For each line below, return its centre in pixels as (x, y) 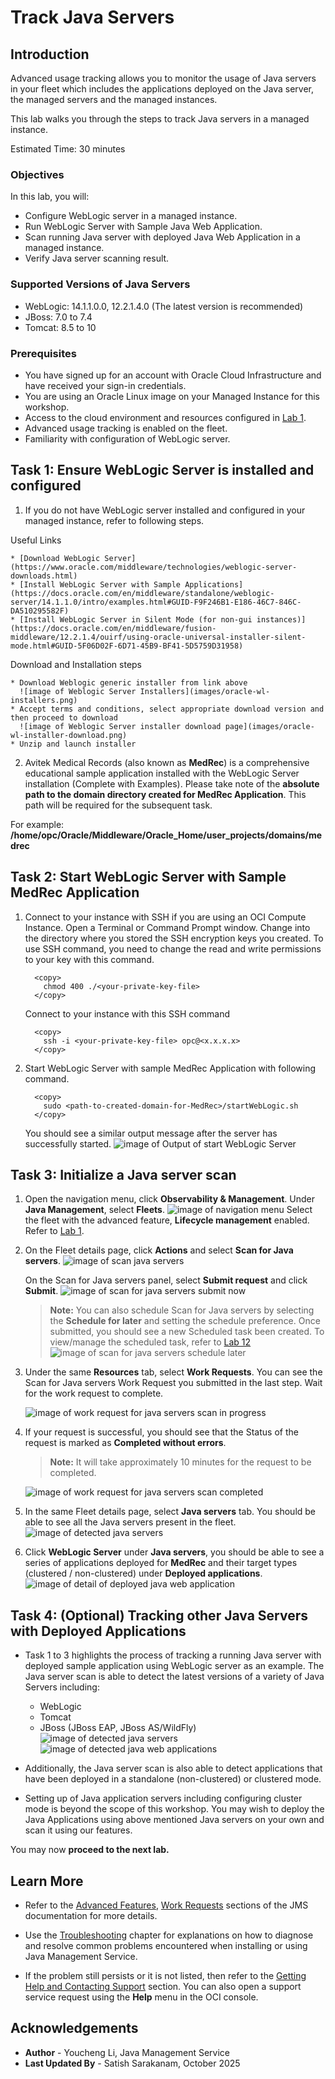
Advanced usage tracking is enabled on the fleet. (126, 428)
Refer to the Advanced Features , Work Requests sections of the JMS (166, 1905)
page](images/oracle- (269, 726)
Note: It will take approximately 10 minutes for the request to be (180, 1462)
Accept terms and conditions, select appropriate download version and (172, 709)
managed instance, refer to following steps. (114, 520)
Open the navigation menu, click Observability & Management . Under (170, 1199)
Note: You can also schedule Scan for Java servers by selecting (182, 1310)
